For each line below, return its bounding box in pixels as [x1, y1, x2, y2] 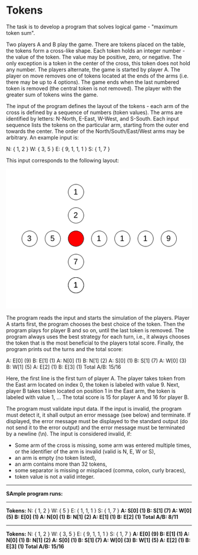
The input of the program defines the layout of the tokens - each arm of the [6, 102, 189, 109]
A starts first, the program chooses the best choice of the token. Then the [6, 320, 185, 327]
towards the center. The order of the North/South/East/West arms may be [6, 128, 185, 135]
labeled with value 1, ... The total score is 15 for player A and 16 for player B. [6, 394, 190, 401]
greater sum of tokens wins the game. [6, 91, 98, 98]
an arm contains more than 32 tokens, [14, 460, 107, 468]
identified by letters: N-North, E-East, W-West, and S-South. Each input [6, 115, 179, 122]
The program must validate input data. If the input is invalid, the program [6, 405, 182, 412]
